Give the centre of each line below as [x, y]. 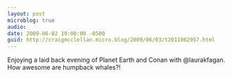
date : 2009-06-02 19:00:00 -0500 [56, 33]
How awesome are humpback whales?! [64, 67]
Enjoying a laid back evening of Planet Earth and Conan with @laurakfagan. [116, 60]
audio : [17, 27]
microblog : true [31, 20]
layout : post [26, 14]
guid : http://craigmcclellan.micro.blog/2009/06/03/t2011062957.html [111, 40]
